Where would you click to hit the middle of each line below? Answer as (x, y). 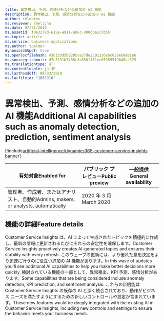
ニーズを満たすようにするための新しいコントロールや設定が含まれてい (81, 296)
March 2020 (96, 202)
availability (139, 182)
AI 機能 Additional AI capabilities (71, 116)
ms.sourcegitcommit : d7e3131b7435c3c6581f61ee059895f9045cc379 (71, 60)
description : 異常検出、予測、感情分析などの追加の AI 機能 (60, 14)
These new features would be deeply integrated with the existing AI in (83, 302)
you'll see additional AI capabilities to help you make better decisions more (80, 266)
